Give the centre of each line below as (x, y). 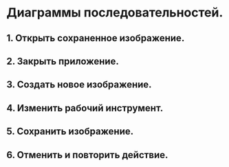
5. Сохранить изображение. (70, 132)
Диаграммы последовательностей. (115, 13)
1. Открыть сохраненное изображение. (96, 38)
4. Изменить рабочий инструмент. (85, 108)
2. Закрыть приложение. (63, 61)
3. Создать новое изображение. (79, 85)
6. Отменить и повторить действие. (87, 155)
